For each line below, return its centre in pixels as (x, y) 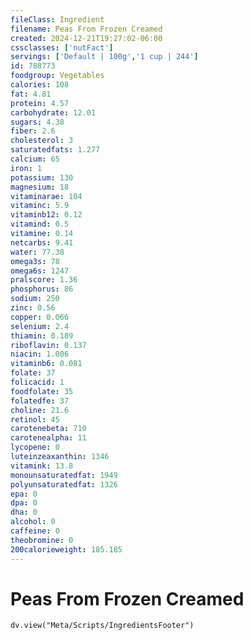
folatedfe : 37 (40, 401)
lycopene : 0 (35, 447)
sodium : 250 (35, 299)
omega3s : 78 (35, 261)
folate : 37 (33, 373)
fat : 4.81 (31, 94)
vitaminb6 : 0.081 (46, 364)
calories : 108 (40, 85)
